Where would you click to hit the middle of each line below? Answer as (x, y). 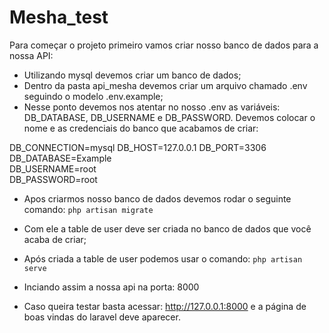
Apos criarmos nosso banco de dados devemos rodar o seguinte (157, 198)
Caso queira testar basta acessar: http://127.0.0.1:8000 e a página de (165, 306)
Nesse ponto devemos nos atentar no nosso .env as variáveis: (152, 107)
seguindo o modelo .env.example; (93, 96)
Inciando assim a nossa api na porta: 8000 (111, 287)
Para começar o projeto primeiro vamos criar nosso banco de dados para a (164, 45)
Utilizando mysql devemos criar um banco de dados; (132, 75)
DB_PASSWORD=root (53, 179)
